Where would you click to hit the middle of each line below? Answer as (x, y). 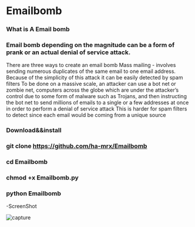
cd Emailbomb (27, 162)
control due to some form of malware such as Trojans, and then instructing (96, 96)
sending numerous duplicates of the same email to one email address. (91, 71)
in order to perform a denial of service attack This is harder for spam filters (97, 109)
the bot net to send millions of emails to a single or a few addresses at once (97, 103)
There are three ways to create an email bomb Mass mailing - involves (91, 65)
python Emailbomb (34, 193)
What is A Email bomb (38, 29)
